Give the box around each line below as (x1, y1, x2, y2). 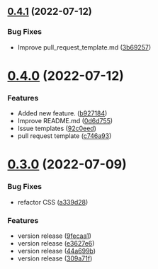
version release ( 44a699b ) (17, 246, 96, 255)
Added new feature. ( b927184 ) (17, 109, 108, 118)
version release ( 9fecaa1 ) (17, 231, 92, 240)
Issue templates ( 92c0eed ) (17, 124, 97, 133)
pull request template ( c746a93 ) (17, 132, 112, 140)
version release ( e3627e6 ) (17, 239, 95, 247)
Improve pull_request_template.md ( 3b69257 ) (17, 42, 151, 52)
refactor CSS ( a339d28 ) (17, 198, 89, 206)
